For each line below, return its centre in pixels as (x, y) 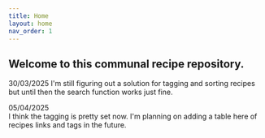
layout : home (30, 24)
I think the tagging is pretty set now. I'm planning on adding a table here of (133, 116)
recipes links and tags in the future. (67, 125)
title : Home (28, 16)
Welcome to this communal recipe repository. (126, 64)
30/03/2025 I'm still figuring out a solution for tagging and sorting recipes (132, 84)
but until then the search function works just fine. (91, 92)
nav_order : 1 (30, 31)
